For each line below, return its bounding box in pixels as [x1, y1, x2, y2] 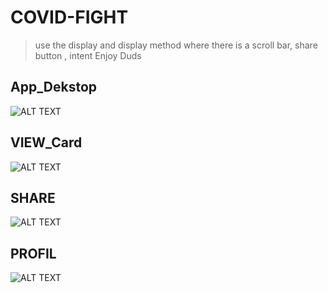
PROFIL [10, 245, 57, 262]
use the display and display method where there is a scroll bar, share [34, 39, 318, 51]
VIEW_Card [10, 134, 83, 151]
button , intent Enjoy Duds [34, 49, 142, 61]
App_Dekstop [10, 79, 98, 96]
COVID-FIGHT [10, 6, 129, 29]
